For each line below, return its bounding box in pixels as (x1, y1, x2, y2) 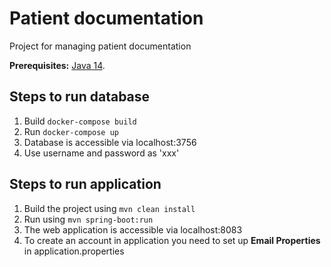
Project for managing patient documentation (9, 40, 192, 52)
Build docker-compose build (23, 115, 137, 127)
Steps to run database (9, 88, 151, 106)
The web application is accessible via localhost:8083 (23, 223, 243, 236)
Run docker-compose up (23, 125, 119, 137)
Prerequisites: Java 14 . (9, 59, 106, 71)
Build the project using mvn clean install (23, 202, 196, 214)
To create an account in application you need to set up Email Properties (23, 234, 321, 246)
